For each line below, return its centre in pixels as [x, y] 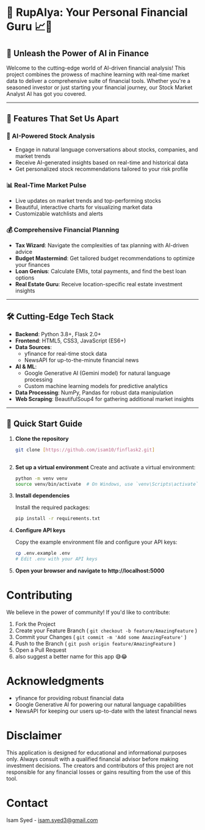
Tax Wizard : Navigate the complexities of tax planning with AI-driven [102, 245]
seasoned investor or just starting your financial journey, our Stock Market [99, 87]
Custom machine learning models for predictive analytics [96, 386]
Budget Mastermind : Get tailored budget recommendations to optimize [105, 258]
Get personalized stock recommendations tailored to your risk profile [102, 169]
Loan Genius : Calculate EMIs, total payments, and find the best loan [101, 272]
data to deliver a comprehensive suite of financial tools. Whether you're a [99, 81]
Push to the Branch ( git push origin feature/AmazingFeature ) [95, 643]
